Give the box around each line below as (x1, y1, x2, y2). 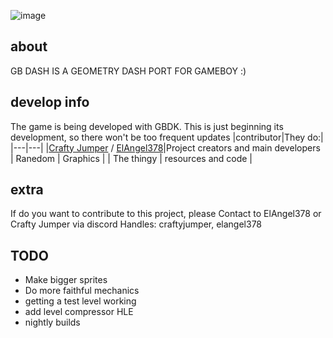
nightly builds (24, 316, 81, 329)
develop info (10, 94, 90, 111)
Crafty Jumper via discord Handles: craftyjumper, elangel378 (10, 218, 263, 230)
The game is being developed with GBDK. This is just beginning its (10, 120, 284, 132)
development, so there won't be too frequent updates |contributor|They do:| (10, 131, 324, 143)
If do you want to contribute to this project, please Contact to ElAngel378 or (10, 208, 322, 220)
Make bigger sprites (24, 274, 108, 286)
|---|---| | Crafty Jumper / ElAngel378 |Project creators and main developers (10, 141, 321, 154)
